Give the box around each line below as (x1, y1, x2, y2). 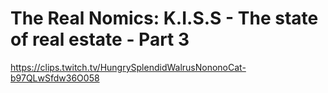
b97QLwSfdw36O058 (10, 72, 100, 84)
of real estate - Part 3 (10, 28, 190, 51)
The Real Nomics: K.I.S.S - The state (10, 7, 319, 30)
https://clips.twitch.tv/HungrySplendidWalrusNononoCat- (10, 61, 247, 73)
